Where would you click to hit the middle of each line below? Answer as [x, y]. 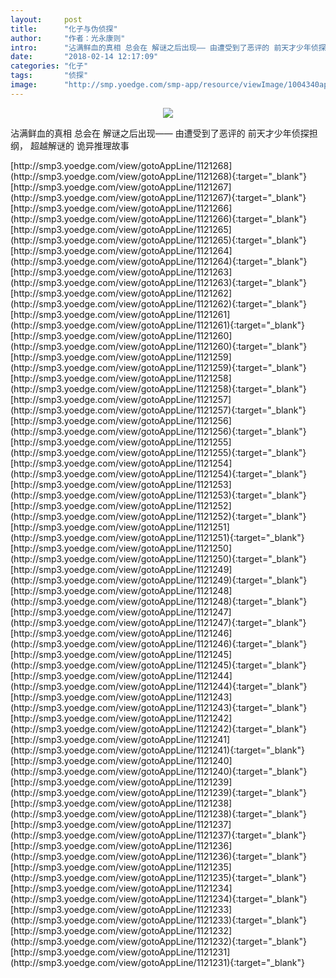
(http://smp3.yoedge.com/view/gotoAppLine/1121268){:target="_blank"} [159, 176]
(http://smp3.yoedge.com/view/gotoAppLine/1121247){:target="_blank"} [158, 622]
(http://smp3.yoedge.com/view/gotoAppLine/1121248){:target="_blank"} [159, 601]
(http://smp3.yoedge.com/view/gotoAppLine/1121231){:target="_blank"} [158, 962]
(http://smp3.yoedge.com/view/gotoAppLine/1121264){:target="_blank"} [159, 261]
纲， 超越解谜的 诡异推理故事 [70, 145]
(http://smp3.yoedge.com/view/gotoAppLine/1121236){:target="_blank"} [159, 856]
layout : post [46, 19]
